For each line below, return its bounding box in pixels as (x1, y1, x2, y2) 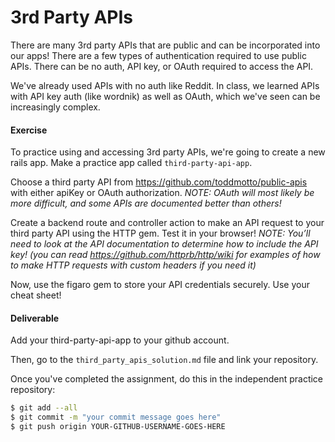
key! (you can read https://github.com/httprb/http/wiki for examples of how (10, 249, 321, 261)
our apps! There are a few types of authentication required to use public (10, 49, 307, 61)
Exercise (10, 124, 48, 136)
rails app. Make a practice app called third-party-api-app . (10, 157, 253, 169)
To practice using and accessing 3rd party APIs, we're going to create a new (10, 146, 326, 158)
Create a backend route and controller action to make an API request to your (10, 217, 325, 229)
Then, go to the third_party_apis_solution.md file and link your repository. (10, 354, 319, 366)
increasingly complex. (10, 101, 101, 113)
